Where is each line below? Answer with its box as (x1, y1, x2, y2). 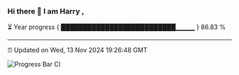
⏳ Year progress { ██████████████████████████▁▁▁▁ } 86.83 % (7, 23, 226, 31)
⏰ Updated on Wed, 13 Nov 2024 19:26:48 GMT (7, 46, 148, 54)
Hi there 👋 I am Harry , (7, 6, 85, 16)
